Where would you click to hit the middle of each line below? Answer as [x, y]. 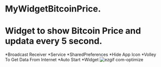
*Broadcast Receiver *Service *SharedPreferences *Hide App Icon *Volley [80, 54]
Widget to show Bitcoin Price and [73, 31]
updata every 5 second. [54, 41]
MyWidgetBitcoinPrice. [53, 9]
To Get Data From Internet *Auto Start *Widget [52, 60]
